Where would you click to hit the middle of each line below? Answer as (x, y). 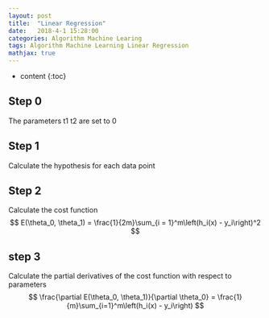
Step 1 (24, 146)
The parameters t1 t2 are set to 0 (62, 121)
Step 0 (25, 101)
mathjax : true (32, 53)
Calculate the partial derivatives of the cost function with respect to (120, 276)
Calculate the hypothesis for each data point (82, 165)
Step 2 (25, 191)
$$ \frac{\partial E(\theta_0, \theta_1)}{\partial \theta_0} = (122, 297)
